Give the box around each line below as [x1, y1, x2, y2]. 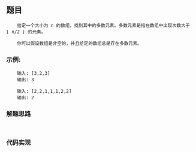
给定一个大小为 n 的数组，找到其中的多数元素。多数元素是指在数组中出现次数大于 [17, 22, 191, 28]
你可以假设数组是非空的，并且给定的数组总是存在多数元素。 [17, 40, 142, 46]
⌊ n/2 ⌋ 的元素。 [6, 29, 46, 35]
